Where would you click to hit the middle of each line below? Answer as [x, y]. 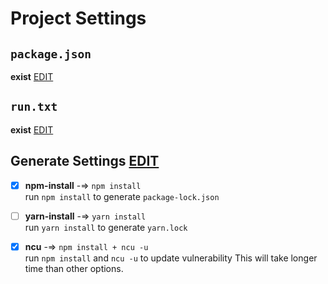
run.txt [34, 107]
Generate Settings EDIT [85, 161]
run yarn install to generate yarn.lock [106, 227]
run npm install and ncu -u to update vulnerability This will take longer [171, 258]
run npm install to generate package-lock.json [122, 196]
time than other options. [74, 268]
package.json [51, 54]
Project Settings [78, 18]
